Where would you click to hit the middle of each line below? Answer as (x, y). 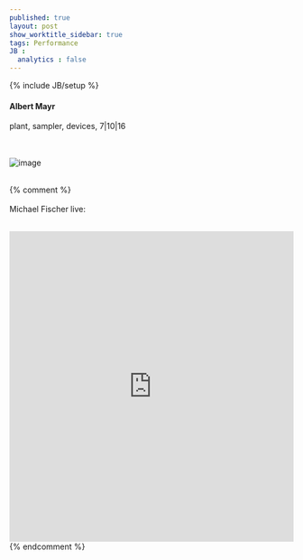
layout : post (34, 26)
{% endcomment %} (47, 546)
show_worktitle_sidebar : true (66, 34)
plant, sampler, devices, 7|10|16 (68, 126)
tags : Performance (44, 43)
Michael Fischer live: (47, 210)
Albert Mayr (32, 106)
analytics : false (52, 60)
